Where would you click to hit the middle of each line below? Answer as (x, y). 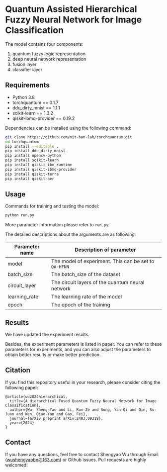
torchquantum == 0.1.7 (35, 102)
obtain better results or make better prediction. (53, 355)
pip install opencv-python (33, 156)
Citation (18, 370)
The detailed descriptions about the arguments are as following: (71, 234)
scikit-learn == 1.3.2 (33, 113)
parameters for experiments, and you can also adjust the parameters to (78, 349)
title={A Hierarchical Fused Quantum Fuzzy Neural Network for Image (83, 401)
